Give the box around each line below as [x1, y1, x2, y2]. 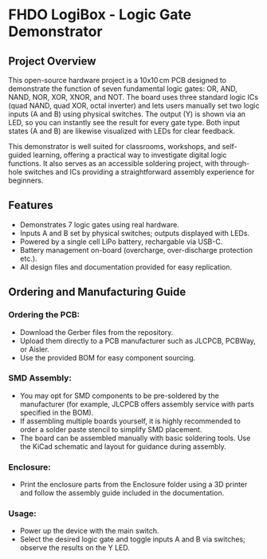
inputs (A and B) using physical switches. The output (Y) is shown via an [8, 109, 245, 119]
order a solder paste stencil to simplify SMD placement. [19, 424, 202, 434]
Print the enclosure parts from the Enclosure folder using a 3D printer [19, 480, 248, 490]
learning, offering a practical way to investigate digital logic [33, 150, 227, 159]
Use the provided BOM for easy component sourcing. [19, 352, 196, 362]
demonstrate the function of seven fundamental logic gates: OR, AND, [8, 84, 238, 93]
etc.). [19, 254, 37, 263]
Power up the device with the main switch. [19, 526, 159, 536]
